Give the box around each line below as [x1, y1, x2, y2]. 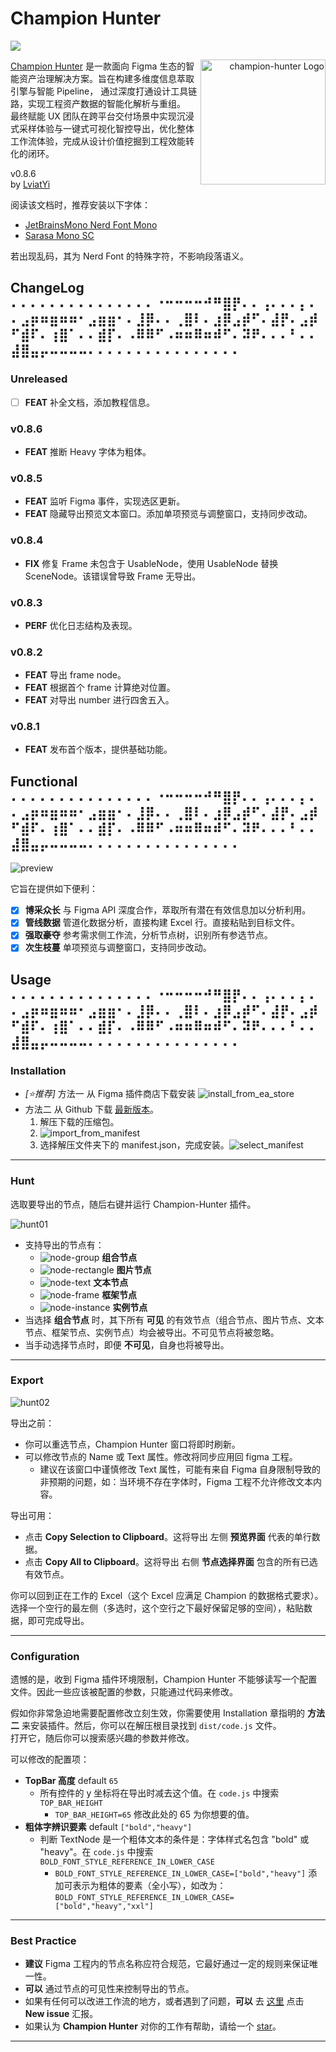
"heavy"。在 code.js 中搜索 [39, 1846, 154, 1858]
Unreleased [10, 372, 68, 386]
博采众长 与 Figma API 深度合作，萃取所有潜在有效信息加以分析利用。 [24, 904, 312, 916]
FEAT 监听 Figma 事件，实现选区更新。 [24, 495, 186, 507]
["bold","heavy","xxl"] [54, 1902, 154, 1912]
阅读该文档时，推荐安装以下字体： [10, 198, 151, 211]
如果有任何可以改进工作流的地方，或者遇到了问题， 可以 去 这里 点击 [24, 1995, 305, 2007]
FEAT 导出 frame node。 [24, 669, 127, 681]
